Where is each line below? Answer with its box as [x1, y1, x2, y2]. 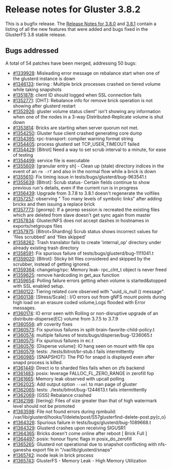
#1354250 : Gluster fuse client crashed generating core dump [12, 130, 142, 136]
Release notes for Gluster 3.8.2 [5, 4, 141, 15]
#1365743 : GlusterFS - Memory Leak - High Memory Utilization [12, 457, 147, 463]
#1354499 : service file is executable [12, 157, 90, 163]
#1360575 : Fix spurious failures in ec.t [12, 337, 93, 344]
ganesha [12, 446, 32, 453]
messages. [12, 305, 36, 311]
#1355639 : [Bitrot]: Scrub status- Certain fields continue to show [12, 179, 150, 185]
